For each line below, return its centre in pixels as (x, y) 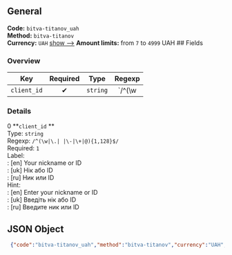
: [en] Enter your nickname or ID (52, 193)
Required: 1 (23, 148)
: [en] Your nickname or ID (45, 163)
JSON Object (36, 229)
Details (19, 112)
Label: (16, 156)
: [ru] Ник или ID (31, 178)
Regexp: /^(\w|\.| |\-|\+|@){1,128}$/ (63, 141)
